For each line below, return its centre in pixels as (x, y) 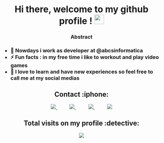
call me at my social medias (45, 78)
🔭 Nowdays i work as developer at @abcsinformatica (77, 51)
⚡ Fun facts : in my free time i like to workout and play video (85, 57)
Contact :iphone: (81, 95)
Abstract (81, 37)
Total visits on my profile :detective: (81, 123)
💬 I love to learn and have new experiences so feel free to (82, 72)
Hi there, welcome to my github (81, 9)
